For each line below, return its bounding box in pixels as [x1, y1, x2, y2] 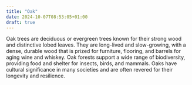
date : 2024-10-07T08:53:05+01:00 [6, 14, 88, 20]
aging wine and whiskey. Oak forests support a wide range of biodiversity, [6, 54, 186, 61]
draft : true [6, 19, 35, 25]
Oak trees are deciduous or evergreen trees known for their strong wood [6, 36, 182, 42]
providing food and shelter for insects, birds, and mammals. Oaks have [6, 60, 177, 67]
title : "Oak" [6, 8, 38, 15]
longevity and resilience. [6, 72, 66, 79]
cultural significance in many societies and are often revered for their [6, 66, 173, 73]
